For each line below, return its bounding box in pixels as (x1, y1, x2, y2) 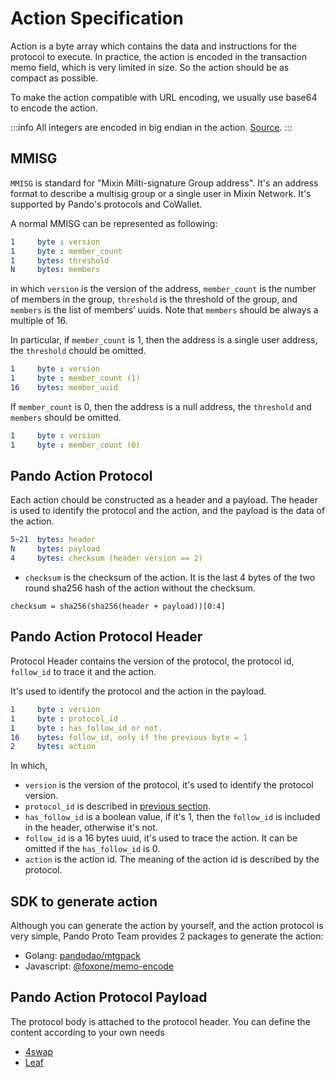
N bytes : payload (10, 544, 101, 554)
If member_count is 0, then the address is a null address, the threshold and (10, 400, 312, 412)
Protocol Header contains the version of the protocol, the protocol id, (10, 655, 295, 667)
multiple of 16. (10, 315, 68, 327)
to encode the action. (10, 102, 98, 114)
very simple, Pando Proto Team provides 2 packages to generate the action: (10, 930, 324, 942)
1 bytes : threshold (10, 255, 110, 266)
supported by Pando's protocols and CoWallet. (10, 198, 203, 210)
